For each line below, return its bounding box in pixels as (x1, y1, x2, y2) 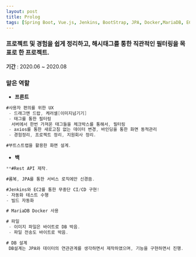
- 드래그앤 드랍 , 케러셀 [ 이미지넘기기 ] (8, 110, 87, 116)
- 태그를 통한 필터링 (8, 116, 51, 121)
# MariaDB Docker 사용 (6, 208, 59, 214)
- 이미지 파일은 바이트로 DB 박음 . (8, 224, 80, 230)
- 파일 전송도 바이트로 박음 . (8, 230, 69, 235)
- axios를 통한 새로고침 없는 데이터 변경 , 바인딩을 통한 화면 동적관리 (8, 127, 157, 133)
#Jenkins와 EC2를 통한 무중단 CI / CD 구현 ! (6, 186, 100, 193)
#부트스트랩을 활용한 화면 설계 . (6, 143, 72, 149)
